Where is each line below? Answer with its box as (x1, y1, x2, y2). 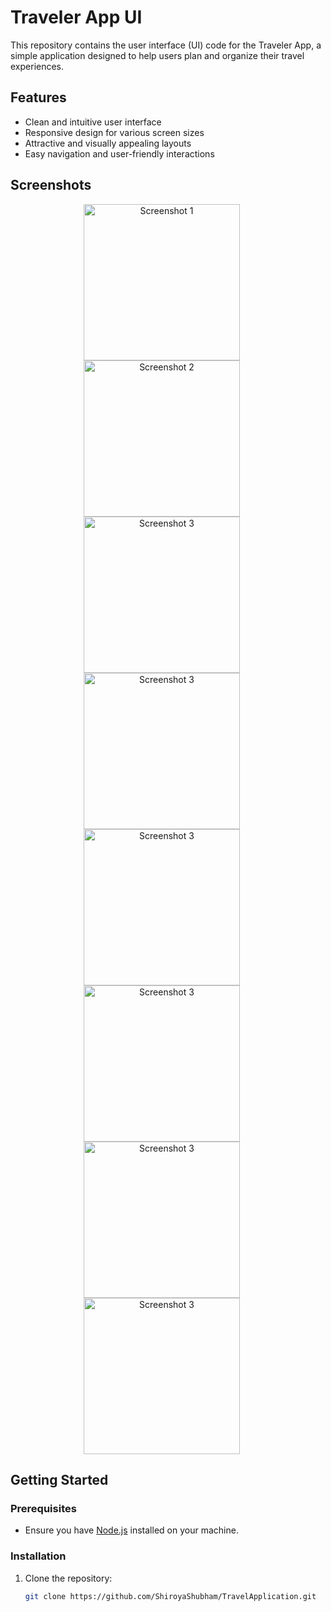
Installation (10, 1549, 67, 1563)
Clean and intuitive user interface (24, 116, 162, 128)
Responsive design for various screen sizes (24, 126, 205, 138)
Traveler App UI (10, 6, 143, 29)
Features (10, 89, 67, 106)
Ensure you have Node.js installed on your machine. (24, 1524, 239, 1536)
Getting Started (10, 1471, 109, 1488)
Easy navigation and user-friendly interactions (24, 147, 215, 160)
